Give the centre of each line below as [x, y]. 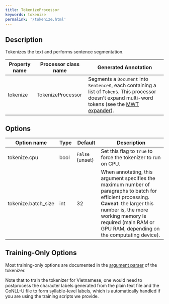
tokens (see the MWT [113, 104]
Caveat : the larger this [127, 203]
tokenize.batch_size [31, 203]
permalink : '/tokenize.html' [36, 19]
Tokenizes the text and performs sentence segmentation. [65, 52]
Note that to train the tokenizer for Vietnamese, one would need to [74, 280]
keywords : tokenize [26, 15]
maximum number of [125, 185]
